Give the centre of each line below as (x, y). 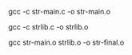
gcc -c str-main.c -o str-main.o (59, 12)
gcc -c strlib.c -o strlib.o (48, 27)
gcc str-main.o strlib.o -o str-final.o (66, 42)
